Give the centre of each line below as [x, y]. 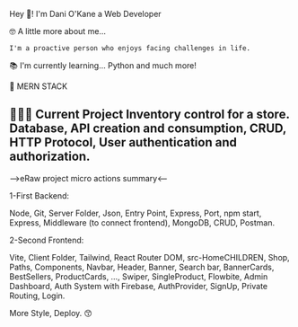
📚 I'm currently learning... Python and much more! [103, 66]
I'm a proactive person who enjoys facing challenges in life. [130, 49]
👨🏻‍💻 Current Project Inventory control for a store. [149, 115]
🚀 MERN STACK [39, 86]
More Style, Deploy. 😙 [51, 313]
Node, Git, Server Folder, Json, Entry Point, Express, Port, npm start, [136, 213]
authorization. [50, 157]
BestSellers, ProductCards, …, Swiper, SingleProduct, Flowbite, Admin [139, 276]
